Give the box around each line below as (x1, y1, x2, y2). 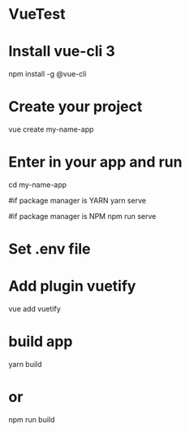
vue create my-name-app (8, 124, 94, 134)
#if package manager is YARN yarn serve (8, 196, 146, 205)
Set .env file (8, 240, 91, 259)
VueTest (8, 5, 66, 24)
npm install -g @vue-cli (8, 69, 87, 79)
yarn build (8, 360, 42, 369)
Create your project (8, 98, 143, 116)
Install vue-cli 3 (8, 42, 115, 61)
